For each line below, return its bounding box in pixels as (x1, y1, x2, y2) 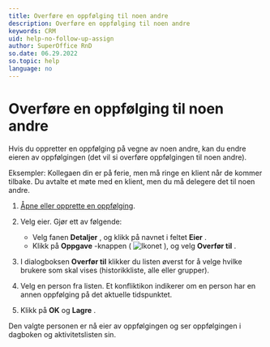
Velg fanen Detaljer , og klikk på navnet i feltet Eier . (32, 232, 207, 242)
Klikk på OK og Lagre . (19, 305, 96, 315)
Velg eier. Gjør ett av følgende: (19, 216, 122, 226)
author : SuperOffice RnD (8, 42, 92, 50)
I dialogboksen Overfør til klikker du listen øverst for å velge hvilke (19, 256, 242, 266)
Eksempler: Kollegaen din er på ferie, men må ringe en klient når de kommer (8, 168, 263, 178)
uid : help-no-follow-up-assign (8, 34, 114, 43)
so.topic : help (8, 58, 60, 66)
